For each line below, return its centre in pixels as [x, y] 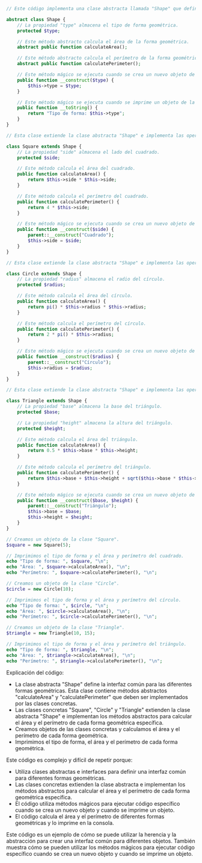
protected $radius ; [41, 285]
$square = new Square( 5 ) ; [38, 545]
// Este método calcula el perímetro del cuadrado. [83, 196]
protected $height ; [41, 428]
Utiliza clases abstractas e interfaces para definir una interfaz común [100, 771]
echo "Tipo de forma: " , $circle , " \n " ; [58, 606]
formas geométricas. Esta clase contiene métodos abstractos [91, 691]
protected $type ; [39, 31]
